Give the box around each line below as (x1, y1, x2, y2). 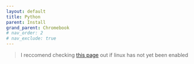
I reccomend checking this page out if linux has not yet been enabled (20, 52, 189, 58)
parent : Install (6, 19, 46, 25)
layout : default (6, 8, 46, 15)
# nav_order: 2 (6, 30, 44, 36)
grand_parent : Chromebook (6, 24, 69, 31)
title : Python (6, 14, 41, 20)
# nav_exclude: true (6, 35, 57, 41)
